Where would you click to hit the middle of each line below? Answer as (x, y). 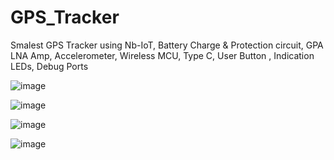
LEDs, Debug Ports (49, 66)
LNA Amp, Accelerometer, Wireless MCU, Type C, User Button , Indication (162, 55)
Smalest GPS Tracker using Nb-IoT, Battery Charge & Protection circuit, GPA (167, 45)
